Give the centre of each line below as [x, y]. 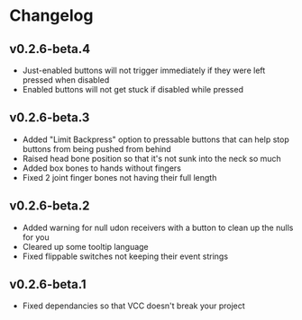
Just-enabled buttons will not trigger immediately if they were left [144, 70]
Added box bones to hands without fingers [102, 168]
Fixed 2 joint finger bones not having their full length [119, 177]
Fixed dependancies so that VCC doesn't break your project [133, 306]
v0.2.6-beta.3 [50, 118]
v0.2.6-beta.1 [48, 284]
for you [36, 237]
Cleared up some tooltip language [85, 246]
